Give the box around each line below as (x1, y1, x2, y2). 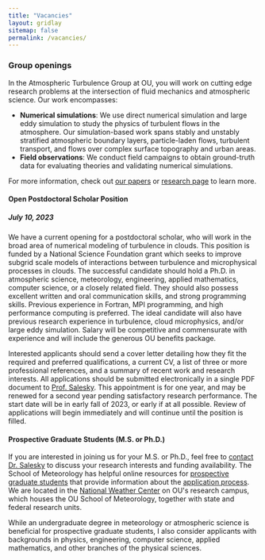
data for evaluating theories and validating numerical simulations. (19, 160, 233, 171)
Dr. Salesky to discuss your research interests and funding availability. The (8, 461, 252, 470)
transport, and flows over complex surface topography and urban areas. (19, 144, 256, 153)
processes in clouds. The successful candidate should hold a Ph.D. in (8, 267, 236, 276)
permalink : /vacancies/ (8, 33, 87, 42)
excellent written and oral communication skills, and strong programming (8, 291, 247, 301)
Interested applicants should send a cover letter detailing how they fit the (8, 349, 248, 359)
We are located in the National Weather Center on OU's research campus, (8, 485, 250, 496)
